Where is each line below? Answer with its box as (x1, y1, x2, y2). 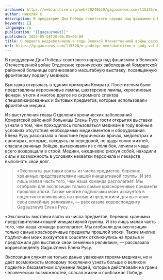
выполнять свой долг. (5, 158, 50, 164)
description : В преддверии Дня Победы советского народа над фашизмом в (5, 16, 155, 21)
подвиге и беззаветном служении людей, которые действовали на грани (5, 264, 157, 270)
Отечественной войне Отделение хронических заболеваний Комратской (5, 62, 157, 68)
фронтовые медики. (5, 102, 47, 108)
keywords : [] (5, 20, 32, 26)
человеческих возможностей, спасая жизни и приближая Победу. (5, 269, 144, 275)
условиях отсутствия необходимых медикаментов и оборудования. (5, 127, 146, 133)
